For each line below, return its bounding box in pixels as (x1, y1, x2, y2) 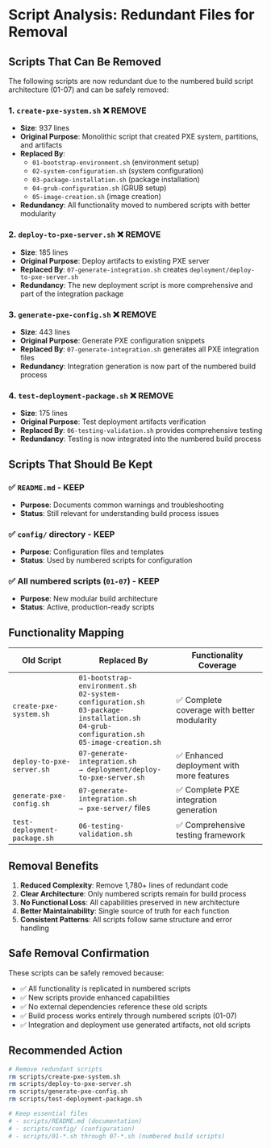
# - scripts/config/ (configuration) (8, 1125, 135, 1133)
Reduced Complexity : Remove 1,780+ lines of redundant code (19, 880, 228, 890)
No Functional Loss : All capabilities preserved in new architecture (19, 897, 240, 908)
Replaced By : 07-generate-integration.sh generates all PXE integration (19, 344, 260, 354)
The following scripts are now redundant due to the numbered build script (8, 77, 254, 85)
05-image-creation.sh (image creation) (31, 192, 161, 202)
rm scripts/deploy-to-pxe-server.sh (8, 1080, 131, 1088)
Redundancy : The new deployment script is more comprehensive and (19, 280, 253, 289)
